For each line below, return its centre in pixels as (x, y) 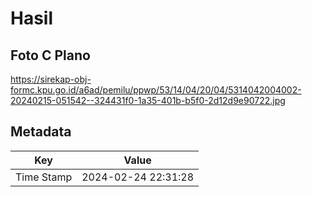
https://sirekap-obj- (51, 79)
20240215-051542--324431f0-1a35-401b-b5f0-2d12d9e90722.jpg (148, 100)
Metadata (41, 132)
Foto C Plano (50, 55)
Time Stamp (44, 177)
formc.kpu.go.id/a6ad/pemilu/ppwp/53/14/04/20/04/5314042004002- (156, 90)
